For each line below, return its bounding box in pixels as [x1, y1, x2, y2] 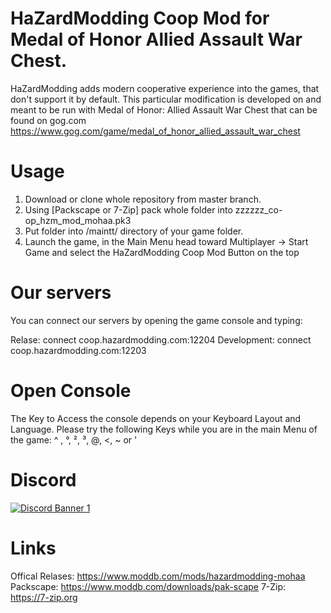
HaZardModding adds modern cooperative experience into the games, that [10, 82, 320, 94]
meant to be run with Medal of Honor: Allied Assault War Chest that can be [10, 103, 318, 116]
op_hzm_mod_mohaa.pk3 [24, 214, 132, 226]
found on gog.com [10, 114, 87, 126]
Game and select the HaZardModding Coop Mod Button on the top [24, 246, 300, 258]
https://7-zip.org [10, 591, 78, 603]
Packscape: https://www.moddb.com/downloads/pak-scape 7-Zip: [10, 580, 287, 592]
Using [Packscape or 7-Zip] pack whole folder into [24, 203, 233, 216]
